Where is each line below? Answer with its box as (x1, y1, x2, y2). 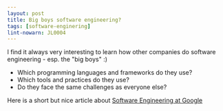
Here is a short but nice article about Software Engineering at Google (7, 97, 203, 105)
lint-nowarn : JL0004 (7, 29, 67, 36)
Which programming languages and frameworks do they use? (17, 69, 193, 77)
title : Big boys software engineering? (7, 16, 122, 23)
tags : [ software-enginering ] (7, 23, 91, 29)
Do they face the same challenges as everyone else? (17, 83, 167, 91)
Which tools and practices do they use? (17, 76, 129, 84)
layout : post (7, 10, 45, 17)
